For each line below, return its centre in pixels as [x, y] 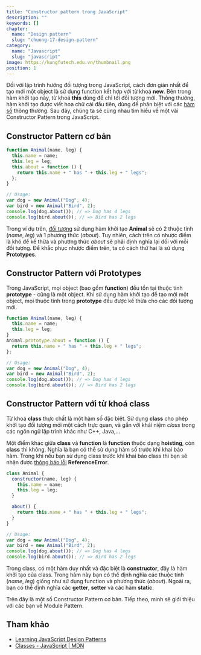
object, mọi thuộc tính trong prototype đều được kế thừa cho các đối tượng [100, 301]
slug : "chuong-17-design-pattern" [55, 40]
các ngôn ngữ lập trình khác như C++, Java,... [63, 431]
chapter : [17, 29]
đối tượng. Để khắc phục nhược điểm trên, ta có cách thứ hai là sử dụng [96, 248]
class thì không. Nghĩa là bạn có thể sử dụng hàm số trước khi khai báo [95, 449]
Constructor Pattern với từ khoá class [78, 404]
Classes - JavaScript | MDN [49, 645]
